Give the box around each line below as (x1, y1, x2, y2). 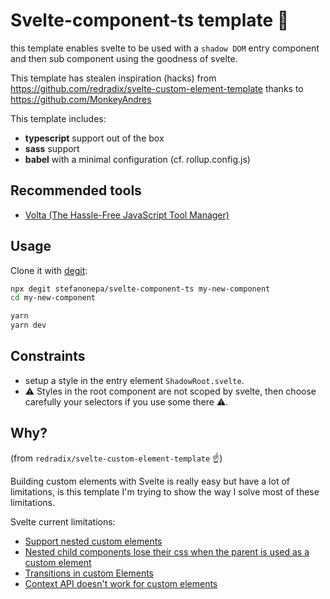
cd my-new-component (10, 293, 97, 303)
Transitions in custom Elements (24, 567, 154, 579)
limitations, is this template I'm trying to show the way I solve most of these (10, 485, 320, 498)
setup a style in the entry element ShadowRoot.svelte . (24, 374, 245, 386)
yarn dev (10, 320, 47, 331)
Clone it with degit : (10, 264, 88, 276)
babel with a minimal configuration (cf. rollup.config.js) (24, 153, 251, 165)
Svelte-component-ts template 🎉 (10, 9, 290, 32)
